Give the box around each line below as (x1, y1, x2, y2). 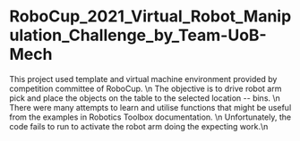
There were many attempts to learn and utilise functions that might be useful (9, 102, 292, 112)
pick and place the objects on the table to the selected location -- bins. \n (9, 92, 280, 104)
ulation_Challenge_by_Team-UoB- (9, 25, 267, 46)
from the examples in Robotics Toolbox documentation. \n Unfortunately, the (9, 112, 292, 122)
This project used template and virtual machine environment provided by (9, 73, 278, 84)
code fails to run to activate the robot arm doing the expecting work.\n (9, 120, 269, 131)
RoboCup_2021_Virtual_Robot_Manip (9, 6, 292, 27)
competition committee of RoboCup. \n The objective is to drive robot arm (9, 83, 282, 94)
